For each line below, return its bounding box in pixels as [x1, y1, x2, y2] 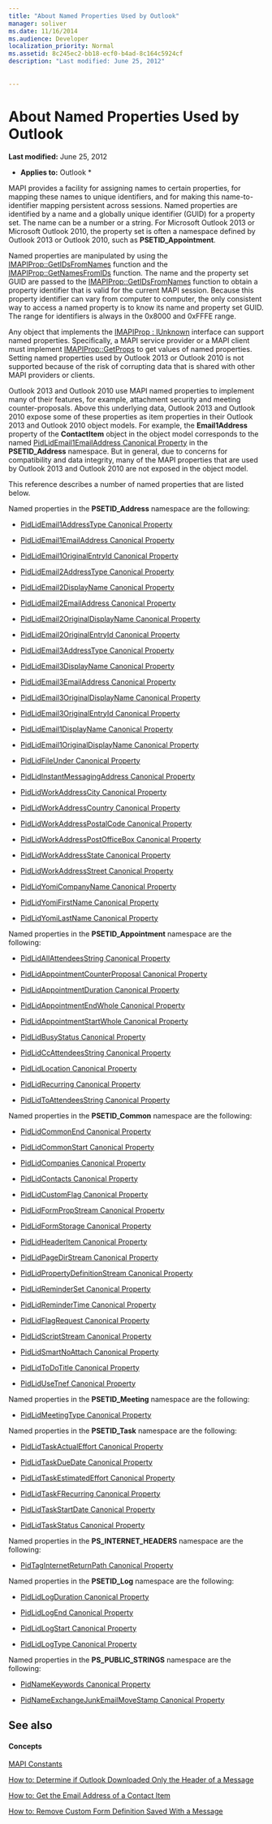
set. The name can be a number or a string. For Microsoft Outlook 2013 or [8, 217, 255, 228]
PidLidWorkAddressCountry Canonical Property [19, 802, 181, 813]
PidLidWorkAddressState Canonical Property [19, 850, 171, 860]
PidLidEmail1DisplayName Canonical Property [19, 724, 173, 734]
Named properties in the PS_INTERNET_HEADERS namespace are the [8, 1535, 244, 1545]
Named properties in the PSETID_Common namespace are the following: [8, 1110, 253, 1120]
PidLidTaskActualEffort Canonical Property [19, 1441, 164, 1451]
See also [8, 1718, 53, 1732]
